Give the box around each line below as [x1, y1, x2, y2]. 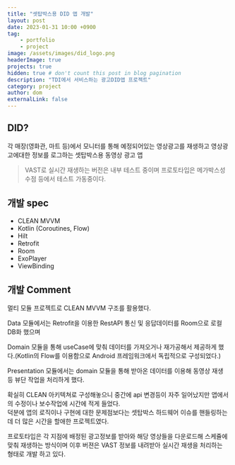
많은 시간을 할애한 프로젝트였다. [22, 417, 109, 425]
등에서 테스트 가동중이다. [37, 174, 107, 183]
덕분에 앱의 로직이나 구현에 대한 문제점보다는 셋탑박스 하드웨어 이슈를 [7, 408, 198, 417]
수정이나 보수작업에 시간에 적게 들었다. [14, 399, 121, 408]
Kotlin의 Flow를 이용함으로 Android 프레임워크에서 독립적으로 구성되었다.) [17, 352, 221, 360]
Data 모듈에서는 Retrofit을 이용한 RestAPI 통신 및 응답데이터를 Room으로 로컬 [7, 319, 222, 328]
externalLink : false [7, 96, 68, 103]
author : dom [7, 89, 42, 96]
